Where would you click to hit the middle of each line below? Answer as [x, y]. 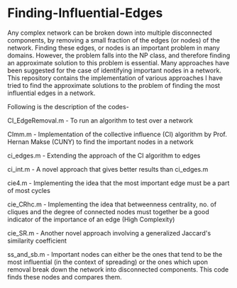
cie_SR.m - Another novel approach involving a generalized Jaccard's [109, 233]
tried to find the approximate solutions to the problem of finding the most [114, 85]
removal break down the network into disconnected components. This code [118, 269]
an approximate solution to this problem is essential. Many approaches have [118, 62]
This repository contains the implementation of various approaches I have [115, 78]
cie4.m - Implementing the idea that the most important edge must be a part [118, 183]
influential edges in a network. [51, 93]
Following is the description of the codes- [68, 106]
